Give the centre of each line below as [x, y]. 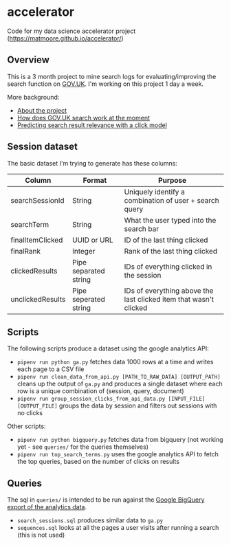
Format [95, 180]
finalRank [26, 251]
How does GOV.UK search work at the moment [83, 118]
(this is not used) [41, 535]
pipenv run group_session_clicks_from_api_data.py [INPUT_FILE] [111, 399]
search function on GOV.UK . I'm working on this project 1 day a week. [106, 84]
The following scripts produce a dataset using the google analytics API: [108, 348]
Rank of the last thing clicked [171, 251]
